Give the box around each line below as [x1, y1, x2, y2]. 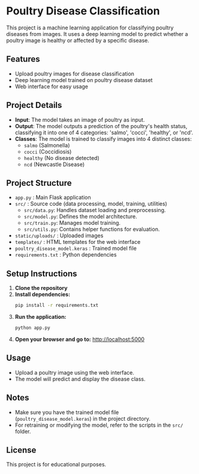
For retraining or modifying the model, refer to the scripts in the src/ [14, 421, 183, 428]
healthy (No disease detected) [23, 154, 100, 161]
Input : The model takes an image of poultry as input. [14, 116, 145, 123]
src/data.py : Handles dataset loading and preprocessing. [23, 207, 166, 214]
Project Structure [6, 178, 72, 188]
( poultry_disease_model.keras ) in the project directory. [14, 415, 151, 422]
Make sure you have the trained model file [14, 409, 119, 416]
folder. [14, 427, 31, 435]
